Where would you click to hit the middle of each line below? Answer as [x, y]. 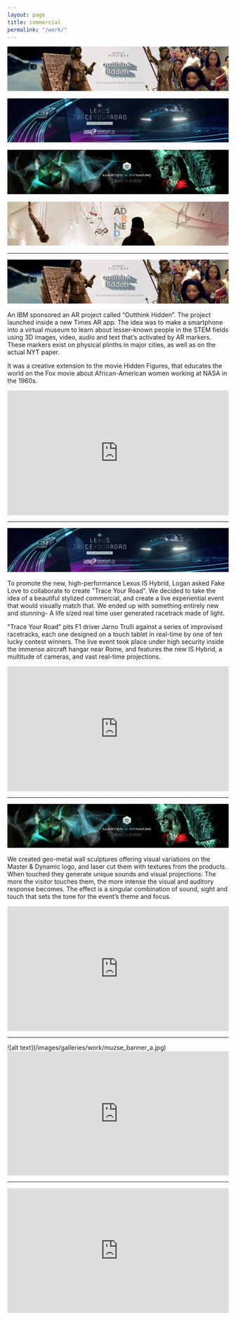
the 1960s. [22, 381]
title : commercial [34, 22]
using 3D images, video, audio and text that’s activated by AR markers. [110, 337]
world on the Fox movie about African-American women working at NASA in [117, 373]
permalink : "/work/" [38, 30]
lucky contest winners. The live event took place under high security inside [116, 642]
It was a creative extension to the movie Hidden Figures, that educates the [115, 366]
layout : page [26, 15]
